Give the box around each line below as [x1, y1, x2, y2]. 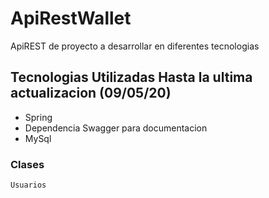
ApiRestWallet [10, 7, 132, 30]
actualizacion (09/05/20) [10, 85, 172, 102]
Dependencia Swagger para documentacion [24, 122, 208, 134]
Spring [24, 111, 53, 123]
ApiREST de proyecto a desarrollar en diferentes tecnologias [10, 40, 260, 52]
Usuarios [10, 180, 47, 191]
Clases [10, 157, 45, 171]
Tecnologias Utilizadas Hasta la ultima [10, 69, 253, 86]
